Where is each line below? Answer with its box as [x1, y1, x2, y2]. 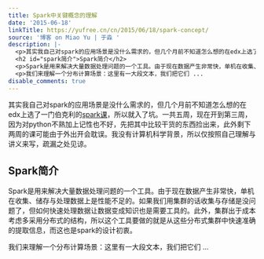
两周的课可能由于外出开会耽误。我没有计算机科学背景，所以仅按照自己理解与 [8, 129, 256, 138]
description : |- [8, 41, 61, 49]
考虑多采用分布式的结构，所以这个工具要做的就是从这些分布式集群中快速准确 [8, 216, 256, 225]
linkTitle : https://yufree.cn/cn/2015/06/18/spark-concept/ [8, 26, 210, 34]
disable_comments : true [8, 77, 86, 85]
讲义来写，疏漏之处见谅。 [8, 139, 91, 148]
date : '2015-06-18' [8, 19, 72, 27]
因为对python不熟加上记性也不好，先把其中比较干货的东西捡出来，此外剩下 [8, 119, 251, 129]
